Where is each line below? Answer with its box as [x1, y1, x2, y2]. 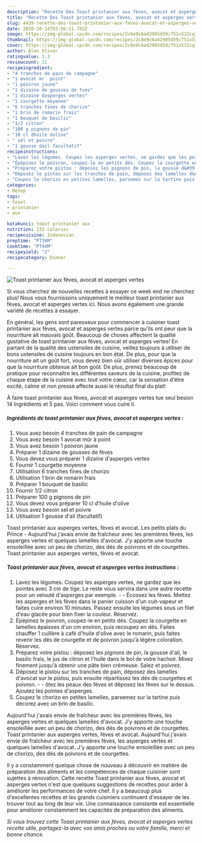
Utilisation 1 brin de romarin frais [15, 474, 96, 482]
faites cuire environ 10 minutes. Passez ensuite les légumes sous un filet [15, 604, 194, 612]
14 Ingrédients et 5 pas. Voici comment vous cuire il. [7, 400, 135, 408]
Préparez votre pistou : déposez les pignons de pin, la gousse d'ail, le [15, 649, 188, 656]
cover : [7, 43, 23, 49]
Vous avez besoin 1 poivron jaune [15, 443, 98, 450]
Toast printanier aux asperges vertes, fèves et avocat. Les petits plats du [7, 524, 186, 532]
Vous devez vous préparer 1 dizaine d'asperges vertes [15, 455, 150, 462]
